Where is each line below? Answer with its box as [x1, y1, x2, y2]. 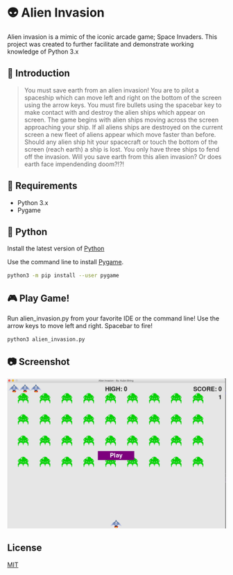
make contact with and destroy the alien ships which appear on [24, 108, 206, 116]
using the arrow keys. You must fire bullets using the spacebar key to [24, 101, 222, 109]
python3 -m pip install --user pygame [7, 272, 119, 280]
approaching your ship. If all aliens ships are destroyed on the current [24, 122, 223, 131]
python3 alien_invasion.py [7, 336, 85, 343]
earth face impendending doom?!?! [24, 160, 125, 168]
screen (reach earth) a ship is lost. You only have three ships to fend [24, 145, 220, 153]
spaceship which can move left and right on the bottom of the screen [24, 93, 222, 102]
